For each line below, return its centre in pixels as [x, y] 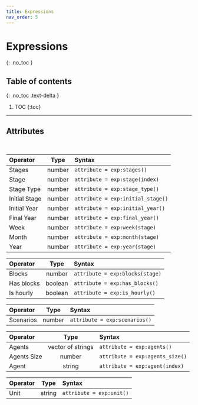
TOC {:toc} [28, 107]
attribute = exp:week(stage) [115, 228]
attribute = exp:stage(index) [117, 180]
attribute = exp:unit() [95, 393]
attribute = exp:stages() [111, 170]
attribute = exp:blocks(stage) [118, 274]
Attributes [25, 131]
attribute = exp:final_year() [117, 218]
